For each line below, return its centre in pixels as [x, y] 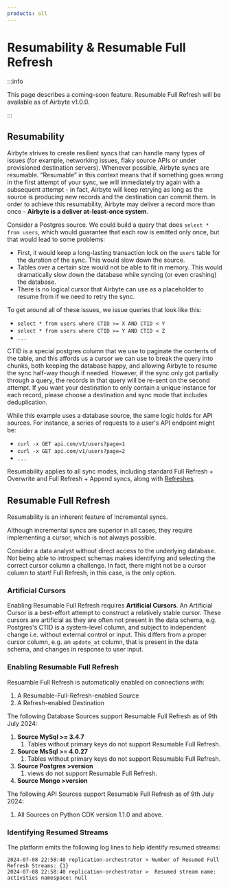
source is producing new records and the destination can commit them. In [112, 197]
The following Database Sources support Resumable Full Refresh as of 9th [113, 716]
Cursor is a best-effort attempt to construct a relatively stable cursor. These [114, 613]
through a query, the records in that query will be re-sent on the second [109, 380]
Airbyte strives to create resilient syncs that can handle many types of [106, 153]
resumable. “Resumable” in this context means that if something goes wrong [115, 175]
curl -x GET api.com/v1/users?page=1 [71, 444]
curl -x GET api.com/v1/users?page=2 [71, 452]
